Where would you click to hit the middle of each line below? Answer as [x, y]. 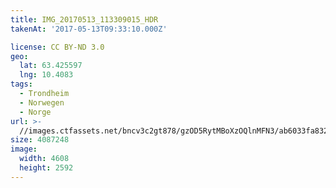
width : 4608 [44, 159]
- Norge [35, 112]
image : [24, 149]
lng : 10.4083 [46, 75]
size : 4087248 [40, 140]
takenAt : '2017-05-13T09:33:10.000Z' [89, 29]
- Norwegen [42, 102]
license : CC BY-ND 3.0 [57, 47]
